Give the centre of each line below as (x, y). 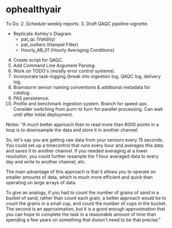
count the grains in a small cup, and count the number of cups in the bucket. (86, 203)
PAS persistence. (31, 98)
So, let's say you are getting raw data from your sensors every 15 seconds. (85, 140)
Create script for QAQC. (38, 60)
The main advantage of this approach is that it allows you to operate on (81, 172)
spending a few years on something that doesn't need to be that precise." (83, 220)
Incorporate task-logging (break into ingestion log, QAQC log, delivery (87, 76)
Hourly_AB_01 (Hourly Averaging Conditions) (68, 50)
